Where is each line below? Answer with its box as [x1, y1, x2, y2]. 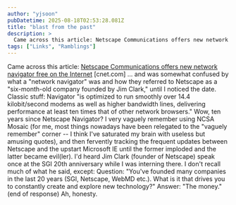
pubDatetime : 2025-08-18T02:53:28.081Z [7, 17, 125, 24]
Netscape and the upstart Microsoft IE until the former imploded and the [7, 145, 217, 153]
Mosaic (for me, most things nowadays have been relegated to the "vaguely [7, 123, 228, 130]
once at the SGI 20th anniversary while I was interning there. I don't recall [7, 160, 221, 168]
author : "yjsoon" [7, 10, 58, 18]
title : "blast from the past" [7, 23, 97, 30]
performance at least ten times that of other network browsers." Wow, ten [7, 107, 221, 116]
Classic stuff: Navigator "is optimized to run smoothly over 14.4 [7, 92, 191, 101]
